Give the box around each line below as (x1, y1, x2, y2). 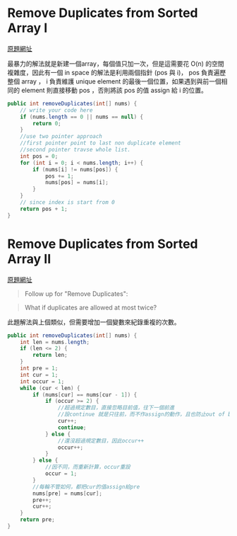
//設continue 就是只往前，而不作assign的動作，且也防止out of (57, 411, 226, 418)
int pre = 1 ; (20, 365, 59, 372)
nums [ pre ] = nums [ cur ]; (32, 490, 102, 497)
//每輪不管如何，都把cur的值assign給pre (32, 483, 140, 490)
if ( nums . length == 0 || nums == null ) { (20, 113, 144, 120)
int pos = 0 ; (20, 152, 59, 160)
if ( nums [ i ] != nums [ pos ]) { (32, 166, 119, 173)
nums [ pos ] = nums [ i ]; (44, 179, 109, 186)
